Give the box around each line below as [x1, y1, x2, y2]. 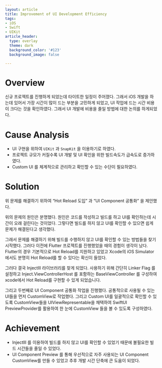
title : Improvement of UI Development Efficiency [5, 12, 107, 16]
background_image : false [9, 52, 59, 57]
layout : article [5, 7, 38, 12]
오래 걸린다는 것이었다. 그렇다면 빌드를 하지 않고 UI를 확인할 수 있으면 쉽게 [14, 220, 154, 226]
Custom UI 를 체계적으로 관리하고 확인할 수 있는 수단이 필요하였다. [12, 164, 138, 170]
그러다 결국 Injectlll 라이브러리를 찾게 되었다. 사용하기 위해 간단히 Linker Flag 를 [5, 265, 156, 271]
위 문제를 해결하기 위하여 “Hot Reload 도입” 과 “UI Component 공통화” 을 [5, 198, 144, 204]
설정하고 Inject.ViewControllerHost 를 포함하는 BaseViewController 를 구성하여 [5, 271, 157, 277]
